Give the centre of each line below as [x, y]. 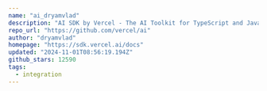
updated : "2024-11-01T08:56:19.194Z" [71, 52]
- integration [39, 74]
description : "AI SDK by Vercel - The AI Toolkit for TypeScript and [126, 23]
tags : [17, 67]
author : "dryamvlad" [43, 38]
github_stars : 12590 [43, 60]
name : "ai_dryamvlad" [44, 15]
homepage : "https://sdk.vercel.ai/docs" [76, 45]
